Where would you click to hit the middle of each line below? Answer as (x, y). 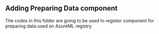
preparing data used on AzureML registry (49, 26)
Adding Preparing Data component (61, 8)
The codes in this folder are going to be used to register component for (80, 20)
